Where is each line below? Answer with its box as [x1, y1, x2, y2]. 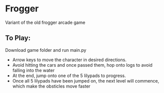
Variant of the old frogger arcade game [5, 19, 86, 25]
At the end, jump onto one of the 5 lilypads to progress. [12, 73, 126, 79]
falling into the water [12, 67, 55, 73]
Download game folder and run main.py [5, 47, 86, 53]
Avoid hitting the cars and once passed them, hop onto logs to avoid [12, 62, 153, 68]
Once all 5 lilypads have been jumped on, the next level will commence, [12, 78, 160, 84]
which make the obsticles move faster [12, 83, 91, 89]
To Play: [5, 34, 31, 42]
